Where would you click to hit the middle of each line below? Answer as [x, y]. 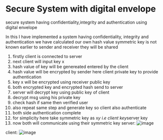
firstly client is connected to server [47, 56]
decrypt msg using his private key [46, 97]
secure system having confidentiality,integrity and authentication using [76, 22]
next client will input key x [38, 61]
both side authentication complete [47, 112]
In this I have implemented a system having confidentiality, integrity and [77, 37]
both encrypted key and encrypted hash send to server [68, 87]
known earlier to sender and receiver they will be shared [62, 47]
